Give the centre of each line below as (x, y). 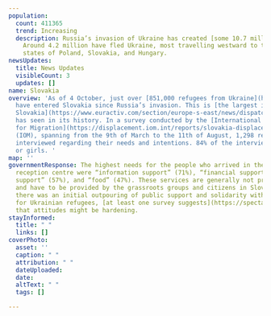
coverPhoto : (28, 240)
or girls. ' (36, 150)
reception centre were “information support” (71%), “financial (126, 173)
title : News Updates (50, 68)
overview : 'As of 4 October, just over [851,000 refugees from (117, 98)
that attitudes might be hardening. (77, 210)
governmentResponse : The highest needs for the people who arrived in (129, 166)
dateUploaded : (39, 270)
